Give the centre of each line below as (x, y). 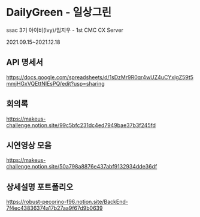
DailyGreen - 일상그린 (59, 12)
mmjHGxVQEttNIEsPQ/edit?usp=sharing (55, 83)
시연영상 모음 (29, 145)
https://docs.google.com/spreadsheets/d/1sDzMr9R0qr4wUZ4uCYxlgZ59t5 (100, 77)
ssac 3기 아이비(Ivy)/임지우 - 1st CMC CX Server (65, 30)
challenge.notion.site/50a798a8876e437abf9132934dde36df (82, 167)
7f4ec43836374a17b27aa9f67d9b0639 (54, 208)
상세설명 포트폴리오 (40, 187)
